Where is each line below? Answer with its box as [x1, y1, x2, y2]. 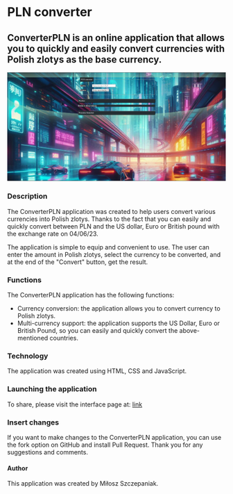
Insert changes [7, 418, 60, 427]
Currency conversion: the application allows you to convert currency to [17, 304, 221, 313]
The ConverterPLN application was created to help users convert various [7, 207, 216, 215]
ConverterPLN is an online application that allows [7, 32, 225, 44]
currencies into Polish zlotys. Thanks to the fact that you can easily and [7, 215, 212, 223]
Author [7, 463, 28, 472]
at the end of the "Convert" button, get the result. [7, 258, 148, 266]
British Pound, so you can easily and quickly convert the [17, 327, 178, 335]
